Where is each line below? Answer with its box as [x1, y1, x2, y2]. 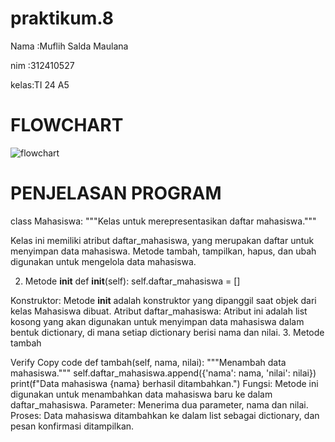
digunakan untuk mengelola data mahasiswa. [10, 255, 197, 267]
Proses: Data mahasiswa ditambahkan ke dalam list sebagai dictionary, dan [10, 409, 320, 421]
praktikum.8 [10, 7, 115, 30]
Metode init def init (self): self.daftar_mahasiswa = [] [24, 275, 241, 287]
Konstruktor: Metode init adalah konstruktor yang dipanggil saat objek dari [10, 294, 317, 306]
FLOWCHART [10, 114, 124, 137]
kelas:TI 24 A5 [10, 78, 70, 91]
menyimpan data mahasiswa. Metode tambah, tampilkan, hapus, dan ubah [10, 245, 317, 257]
